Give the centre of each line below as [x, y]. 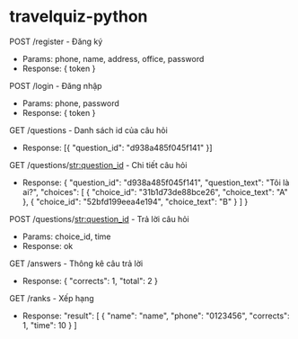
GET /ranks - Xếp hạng [52, 298]
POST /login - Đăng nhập [56, 85]
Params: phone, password [70, 103]
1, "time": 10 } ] [50, 325]
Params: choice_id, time [66, 236]
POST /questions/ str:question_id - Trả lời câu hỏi [100, 219]
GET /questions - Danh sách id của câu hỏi [88, 130]
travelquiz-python [79, 17]
